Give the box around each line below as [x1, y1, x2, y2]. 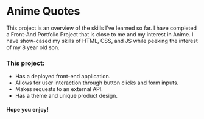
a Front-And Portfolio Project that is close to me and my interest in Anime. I [6, 30, 194, 38]
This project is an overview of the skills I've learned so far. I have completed [6, 24, 197, 32]
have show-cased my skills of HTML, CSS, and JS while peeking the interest [6, 37, 198, 44]
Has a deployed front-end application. [15, 73, 111, 80]
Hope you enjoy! [6, 106, 49, 113]
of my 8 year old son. [6, 44, 60, 51]
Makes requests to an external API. [15, 86, 104, 93]
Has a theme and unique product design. [15, 92, 118, 100]
